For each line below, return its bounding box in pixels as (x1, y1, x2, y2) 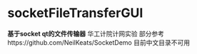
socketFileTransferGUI (7, 5, 143, 21)
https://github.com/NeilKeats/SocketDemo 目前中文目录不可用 (7, 38, 191, 47)
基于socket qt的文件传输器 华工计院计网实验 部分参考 (7, 29, 165, 38)
